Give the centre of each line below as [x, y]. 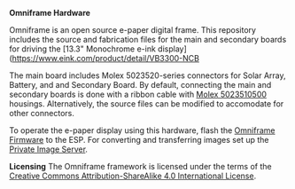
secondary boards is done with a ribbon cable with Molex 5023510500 [138, 94]
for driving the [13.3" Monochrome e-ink [83, 49]
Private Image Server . [49, 149]
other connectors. [42, 113]
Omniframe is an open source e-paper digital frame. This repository [133, 30]
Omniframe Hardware [50, 13]
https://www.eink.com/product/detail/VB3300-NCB [105, 58]
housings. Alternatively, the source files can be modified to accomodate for [147, 104]
